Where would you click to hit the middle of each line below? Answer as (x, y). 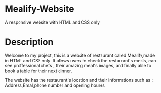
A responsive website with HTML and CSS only (52, 22)
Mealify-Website (40, 9)
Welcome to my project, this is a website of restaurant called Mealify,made (80, 55)
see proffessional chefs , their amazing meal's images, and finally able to (78, 65)
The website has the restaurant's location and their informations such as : (79, 80)
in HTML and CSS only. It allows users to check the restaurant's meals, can (80, 60)
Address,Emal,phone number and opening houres (55, 85)
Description (29, 42)
